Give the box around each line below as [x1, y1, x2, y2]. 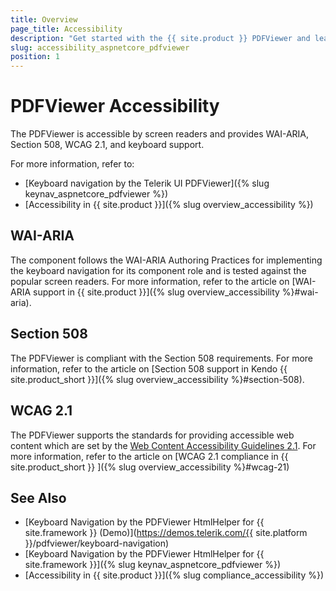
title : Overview [10, 14, 78, 25]
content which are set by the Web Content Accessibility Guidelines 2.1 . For [10, 439, 317, 451]
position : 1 [10, 52, 60, 62]
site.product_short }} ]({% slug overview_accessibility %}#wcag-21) [10, 461, 290, 473]
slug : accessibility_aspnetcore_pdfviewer [10, 42, 190, 53]
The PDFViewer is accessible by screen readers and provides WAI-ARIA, [10, 128, 310, 140]
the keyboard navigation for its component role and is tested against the [10, 264, 307, 276]
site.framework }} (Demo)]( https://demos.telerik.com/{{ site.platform [24, 527, 308, 539]
